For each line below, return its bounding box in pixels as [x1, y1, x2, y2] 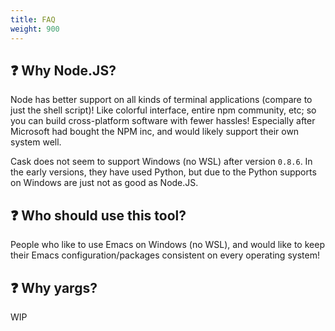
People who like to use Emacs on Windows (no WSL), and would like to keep [10, 239, 325, 251]
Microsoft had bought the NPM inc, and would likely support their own [10, 126, 300, 138]
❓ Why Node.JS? [10, 62, 117, 79]
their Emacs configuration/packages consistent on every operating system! [10, 249, 320, 261]
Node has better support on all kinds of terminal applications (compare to [10, 94, 313, 106]
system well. [10, 136, 62, 148]
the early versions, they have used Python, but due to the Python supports [10, 166, 317, 178]
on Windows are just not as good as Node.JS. [10, 177, 199, 189]
